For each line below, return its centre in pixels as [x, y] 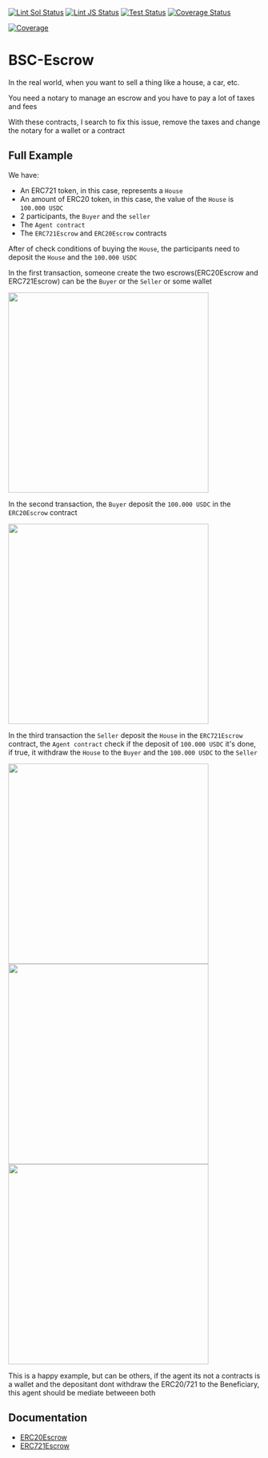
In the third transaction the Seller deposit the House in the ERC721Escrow [126, 735]
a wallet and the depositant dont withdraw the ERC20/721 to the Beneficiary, [134, 1384]
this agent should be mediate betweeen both [82, 1392]
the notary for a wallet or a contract [67, 130]
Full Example [41, 156]
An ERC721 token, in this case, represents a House [101, 190]
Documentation [48, 1418]
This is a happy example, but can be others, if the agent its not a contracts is [134, 1375]
